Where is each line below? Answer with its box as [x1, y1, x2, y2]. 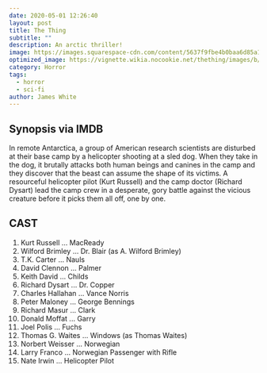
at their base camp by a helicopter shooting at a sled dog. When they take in [9, 152, 258, 161]
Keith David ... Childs [20, 271, 89, 281]
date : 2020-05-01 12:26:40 [9, 11, 98, 20]
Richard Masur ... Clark [20, 305, 96, 314]
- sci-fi [16, 85, 45, 94]
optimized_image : [9, 56, 67, 64]
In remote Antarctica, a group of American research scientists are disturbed [9, 144, 256, 153]
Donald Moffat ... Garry [20, 313, 96, 323]
